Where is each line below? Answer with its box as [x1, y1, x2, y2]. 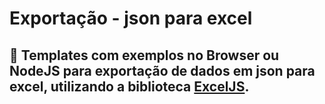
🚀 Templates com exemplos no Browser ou [9, 47, 280, 64]
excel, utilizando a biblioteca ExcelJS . [9, 78, 250, 95]
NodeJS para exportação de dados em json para [9, 62, 316, 79]
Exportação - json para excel [9, 7, 253, 30]
